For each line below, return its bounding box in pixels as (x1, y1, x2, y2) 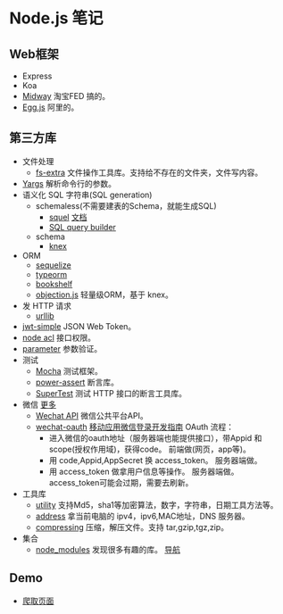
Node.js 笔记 (9, 8, 104, 29)
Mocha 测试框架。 (35, 365, 103, 376)
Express (21, 71, 53, 81)
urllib (35, 310, 55, 321)
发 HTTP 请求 (21, 300, 72, 311)
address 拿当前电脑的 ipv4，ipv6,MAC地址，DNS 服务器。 (35, 510, 250, 521)
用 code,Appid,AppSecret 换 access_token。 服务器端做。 (48, 454, 262, 465)
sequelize (35, 260, 71, 270)
